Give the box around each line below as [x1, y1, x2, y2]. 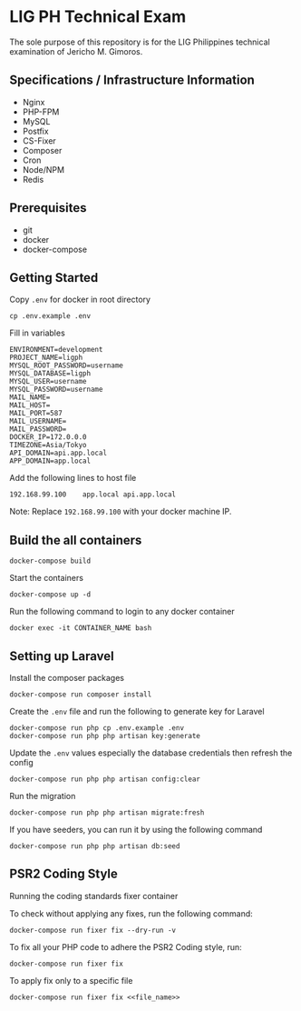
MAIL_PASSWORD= [9, 425, 67, 434]
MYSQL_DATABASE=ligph [9, 369, 92, 378]
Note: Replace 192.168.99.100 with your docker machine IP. [9, 506, 232, 517]
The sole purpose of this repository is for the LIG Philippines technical [9, 36, 270, 47]
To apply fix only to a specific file [9, 975, 133, 986]
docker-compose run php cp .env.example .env [9, 724, 184, 733]
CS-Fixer [22, 135, 56, 146]
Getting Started [9, 270, 99, 285]
